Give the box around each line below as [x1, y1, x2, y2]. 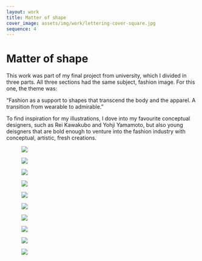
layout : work [6, 8, 39, 15]
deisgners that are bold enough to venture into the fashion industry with [6, 128, 186, 135]
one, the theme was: [6, 85, 58, 92]
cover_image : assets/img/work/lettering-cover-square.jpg [6, 20, 156, 26]
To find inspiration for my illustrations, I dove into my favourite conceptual [6, 115, 190, 122]
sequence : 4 [6, 25, 36, 32]
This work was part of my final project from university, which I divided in [6, 72, 187, 80]
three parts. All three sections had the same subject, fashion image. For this [6, 78, 195, 86]
